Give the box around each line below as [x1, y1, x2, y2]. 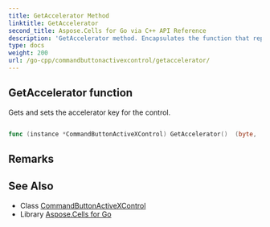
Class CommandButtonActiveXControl [19, 201, 146, 210]
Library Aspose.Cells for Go [19, 209, 112, 219]
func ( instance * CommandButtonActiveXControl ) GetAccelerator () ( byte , [8, 130, 257, 138]
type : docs [8, 42, 45, 50]
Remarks [8, 152, 55, 165]
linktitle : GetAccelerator [8, 19, 99, 27]
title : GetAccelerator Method [8, 11, 110, 20]
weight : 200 [8, 49, 48, 57]
